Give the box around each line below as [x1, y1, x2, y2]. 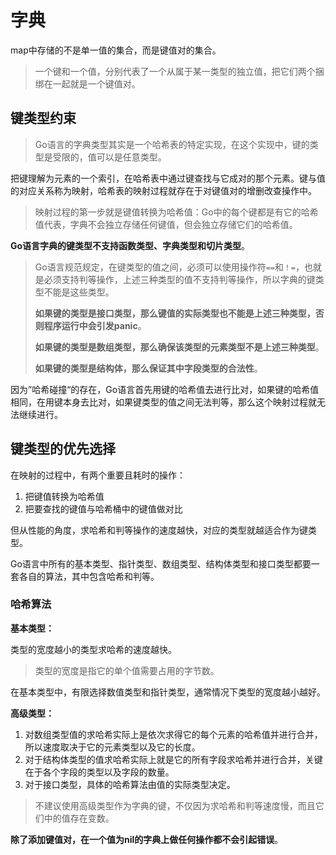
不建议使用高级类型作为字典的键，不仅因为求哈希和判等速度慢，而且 [34, 799, 316, 811]
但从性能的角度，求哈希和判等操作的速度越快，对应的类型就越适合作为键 [10, 524, 308, 536]
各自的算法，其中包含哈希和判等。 [18, 570, 160, 582]
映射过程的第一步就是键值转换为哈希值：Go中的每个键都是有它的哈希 [34, 206, 319, 218]
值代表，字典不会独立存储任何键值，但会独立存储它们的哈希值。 [34, 218, 298, 230]
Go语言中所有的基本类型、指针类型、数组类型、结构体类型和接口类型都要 [10, 557, 312, 570]
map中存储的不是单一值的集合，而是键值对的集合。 [10, 44, 222, 56]
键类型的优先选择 [10, 441, 116, 458]
